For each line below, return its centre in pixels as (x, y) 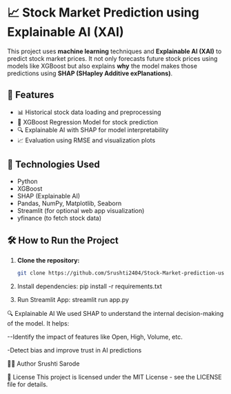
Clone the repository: (48, 261)
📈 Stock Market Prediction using (103, 13)
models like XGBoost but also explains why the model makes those (102, 66)
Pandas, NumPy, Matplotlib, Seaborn (69, 203)
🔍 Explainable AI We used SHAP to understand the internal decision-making (115, 314)
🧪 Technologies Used (53, 165)
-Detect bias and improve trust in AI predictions (74, 350)
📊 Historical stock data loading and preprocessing (89, 112)
